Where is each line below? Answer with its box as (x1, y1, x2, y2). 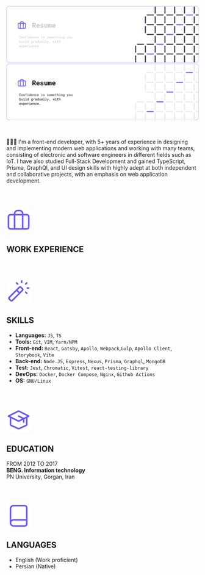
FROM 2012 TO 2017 (6, 460, 58, 467)
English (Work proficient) (15, 556, 78, 563)
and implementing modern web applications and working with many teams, (6, 145, 195, 152)
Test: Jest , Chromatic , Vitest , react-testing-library (15, 364, 149, 371)
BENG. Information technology (6, 466, 85, 474)
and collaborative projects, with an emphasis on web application (6, 171, 168, 178)
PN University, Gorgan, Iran (6, 473, 75, 480)
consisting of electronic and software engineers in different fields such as (6, 151, 192, 159)
